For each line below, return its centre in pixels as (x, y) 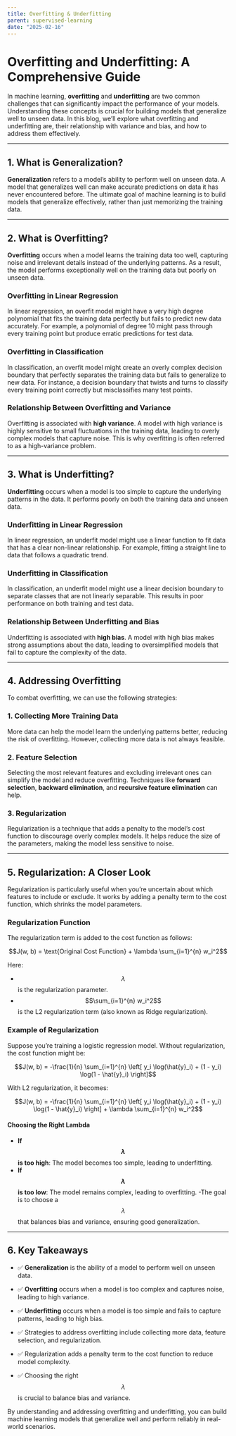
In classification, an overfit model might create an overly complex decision (115, 367)
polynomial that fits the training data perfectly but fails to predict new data (114, 318)
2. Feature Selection (42, 757)
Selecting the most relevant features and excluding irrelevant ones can (110, 772)
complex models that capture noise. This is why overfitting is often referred (116, 438)
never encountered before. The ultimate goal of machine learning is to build (117, 194)
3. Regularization (37, 813)
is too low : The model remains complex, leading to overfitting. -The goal (122, 1192)
